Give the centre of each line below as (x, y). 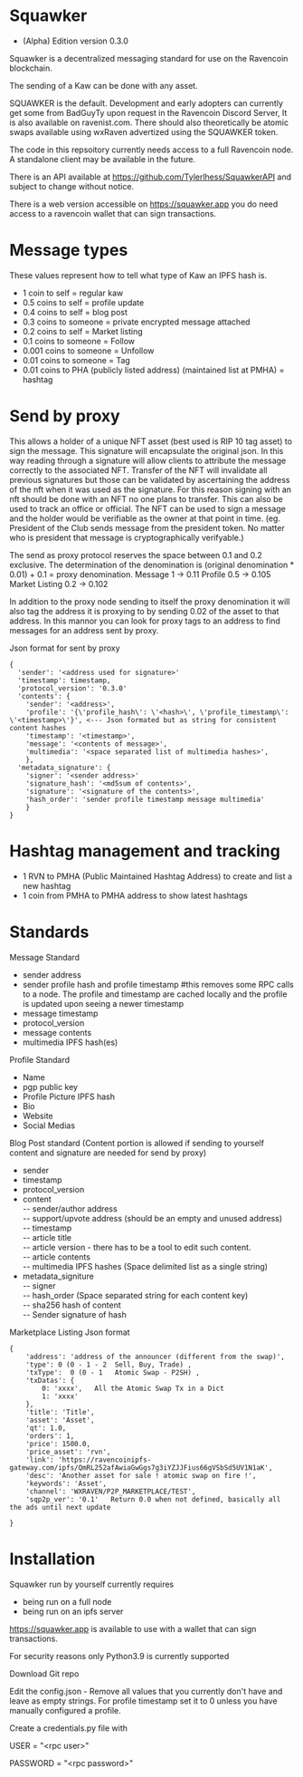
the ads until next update (60, 1507)
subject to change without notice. (71, 186)
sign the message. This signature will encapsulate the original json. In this (147, 450)
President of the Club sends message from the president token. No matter (147, 527)
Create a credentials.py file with (69, 1728)
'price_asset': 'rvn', (68, 1452)
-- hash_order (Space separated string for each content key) (135, 1295)
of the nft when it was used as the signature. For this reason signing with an (151, 489)
